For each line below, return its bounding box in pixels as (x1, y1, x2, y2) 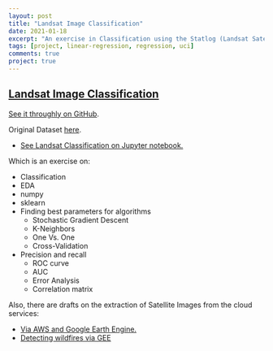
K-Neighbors (32, 223, 76, 233)
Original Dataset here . (8, 124, 82, 134)
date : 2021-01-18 (8, 27, 67, 35)
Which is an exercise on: (8, 156, 91, 166)
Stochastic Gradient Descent (32, 214, 129, 224)
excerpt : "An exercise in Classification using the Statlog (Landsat (8, 34, 249, 43)
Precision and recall (19, 249, 87, 259)
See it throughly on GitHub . (8, 109, 100, 119)
